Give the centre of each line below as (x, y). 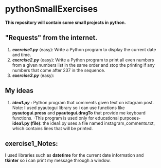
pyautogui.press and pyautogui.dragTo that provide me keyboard (79, 112)
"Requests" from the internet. (51, 38)
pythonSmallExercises (52, 9)
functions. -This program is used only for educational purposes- (76, 118)
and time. (21, 55)
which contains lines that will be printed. (53, 128)
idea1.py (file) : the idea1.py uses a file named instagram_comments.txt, (83, 123)
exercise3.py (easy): (33, 75)
